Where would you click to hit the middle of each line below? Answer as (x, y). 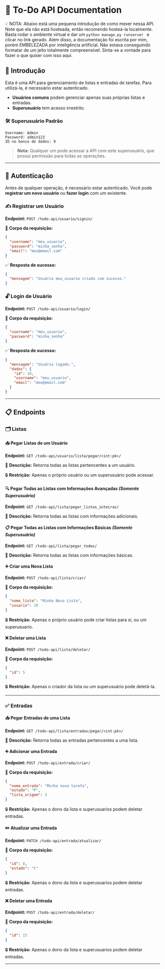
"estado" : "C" (24, 868)
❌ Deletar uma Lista (26, 638)
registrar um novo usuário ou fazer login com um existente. (66, 193)
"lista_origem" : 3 (28, 795)
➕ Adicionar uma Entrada (31, 752)
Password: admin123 (25, 137)
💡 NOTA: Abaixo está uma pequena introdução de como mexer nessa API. (80, 24)
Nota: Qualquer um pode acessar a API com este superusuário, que (86, 151)
